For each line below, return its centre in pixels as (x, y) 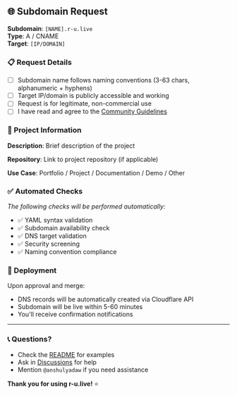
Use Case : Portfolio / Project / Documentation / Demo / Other (96, 173)
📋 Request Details (39, 62)
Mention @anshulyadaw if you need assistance (83, 370)
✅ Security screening (48, 244)
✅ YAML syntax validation (55, 220)
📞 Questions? (30, 339)
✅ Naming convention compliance (67, 251)
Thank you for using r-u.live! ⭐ (53, 384)
